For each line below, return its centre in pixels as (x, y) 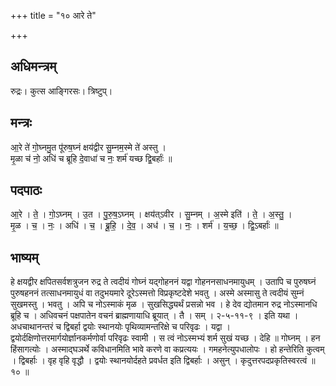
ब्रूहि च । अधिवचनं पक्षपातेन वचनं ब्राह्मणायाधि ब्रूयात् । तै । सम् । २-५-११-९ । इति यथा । (154, 316)
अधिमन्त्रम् (33, 66)
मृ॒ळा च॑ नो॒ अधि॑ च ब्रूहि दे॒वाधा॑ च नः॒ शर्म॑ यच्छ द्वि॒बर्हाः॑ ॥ (91, 158)
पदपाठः (26, 190)
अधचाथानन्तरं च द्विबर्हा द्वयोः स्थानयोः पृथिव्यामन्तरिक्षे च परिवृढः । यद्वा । (120, 327)
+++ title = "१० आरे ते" (53, 15)
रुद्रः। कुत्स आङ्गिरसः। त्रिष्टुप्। (61, 91)
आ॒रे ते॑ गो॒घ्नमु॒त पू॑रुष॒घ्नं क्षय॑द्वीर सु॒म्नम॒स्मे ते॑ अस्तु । (88, 147)
